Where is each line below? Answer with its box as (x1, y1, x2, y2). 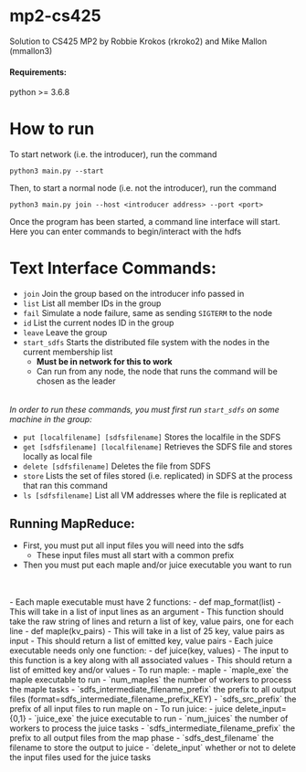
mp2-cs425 (9, 5, 102, 26)
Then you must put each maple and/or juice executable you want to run (22, 559, 292, 571)
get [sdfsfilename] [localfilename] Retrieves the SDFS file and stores (22, 440, 293, 452)
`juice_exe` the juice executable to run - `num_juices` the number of (34, 714, 289, 724)
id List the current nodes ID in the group (22, 317, 174, 329)
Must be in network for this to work (36, 356, 173, 367)
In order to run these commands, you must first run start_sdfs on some (9, 404, 280, 415)
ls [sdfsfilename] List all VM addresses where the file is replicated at (22, 490, 287, 501)
